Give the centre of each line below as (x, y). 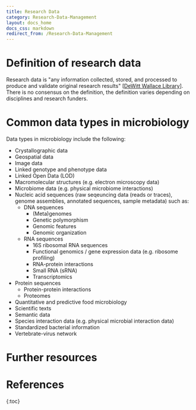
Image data (29, 163)
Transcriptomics (52, 277)
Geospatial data (34, 157)
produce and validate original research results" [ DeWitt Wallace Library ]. (95, 86)
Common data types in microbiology (98, 123)
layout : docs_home (29, 23)
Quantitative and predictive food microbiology (71, 302)
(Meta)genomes (52, 214)
